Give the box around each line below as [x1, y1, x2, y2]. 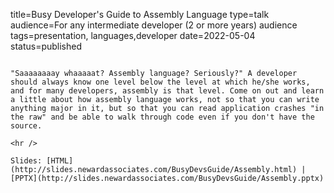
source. [10, 121, 43, 131]
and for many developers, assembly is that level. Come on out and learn [10, 86, 325, 96]
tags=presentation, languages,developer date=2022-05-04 [10, 30, 256, 41]
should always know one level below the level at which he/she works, [10, 77, 311, 87]
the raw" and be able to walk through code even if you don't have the [10, 112, 315, 122]
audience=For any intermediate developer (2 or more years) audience [10, 19, 298, 31]
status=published [10, 40, 83, 52]
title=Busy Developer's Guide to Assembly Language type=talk [10, 9, 270, 20]
